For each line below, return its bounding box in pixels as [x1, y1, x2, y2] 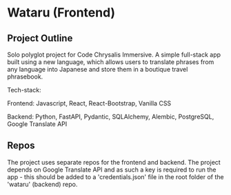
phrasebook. [7, 72, 43, 81]
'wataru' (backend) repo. [7, 180, 78, 188]
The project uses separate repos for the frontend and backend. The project [7, 158, 221, 166]
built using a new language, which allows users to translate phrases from [7, 58, 214, 66]
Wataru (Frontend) [7, 5, 116, 21]
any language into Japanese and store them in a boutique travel [7, 65, 188, 73]
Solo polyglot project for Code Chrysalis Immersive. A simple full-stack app [7, 50, 221, 59]
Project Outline [7, 32, 73, 44]
